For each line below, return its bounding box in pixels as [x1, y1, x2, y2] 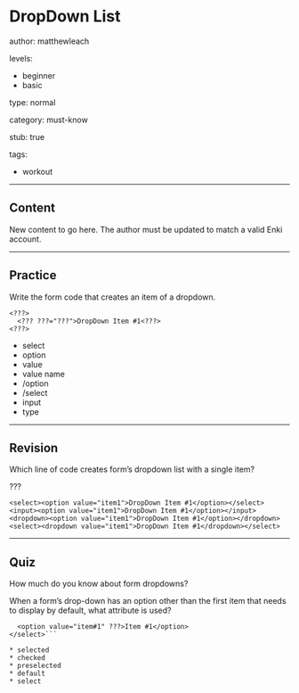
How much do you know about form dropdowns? [9, 578, 189, 590]
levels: [9, 53, 33, 63]
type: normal [9, 96, 56, 108]
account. [9, 234, 42, 244]
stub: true [9, 131, 45, 142]
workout [21, 166, 53, 177]
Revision [9, 440, 59, 456]
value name [21, 368, 65, 379]
